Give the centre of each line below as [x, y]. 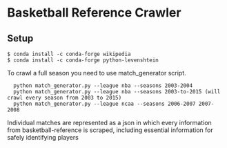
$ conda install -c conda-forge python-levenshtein [83, 60]
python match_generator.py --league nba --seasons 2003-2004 [103, 86]
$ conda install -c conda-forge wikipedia [69, 54]
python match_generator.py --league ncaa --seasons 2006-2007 [105, 104]
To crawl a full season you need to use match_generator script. [97, 73]
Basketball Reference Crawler [94, 13]
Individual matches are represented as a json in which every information [109, 123]
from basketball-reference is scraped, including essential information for [110, 130]
